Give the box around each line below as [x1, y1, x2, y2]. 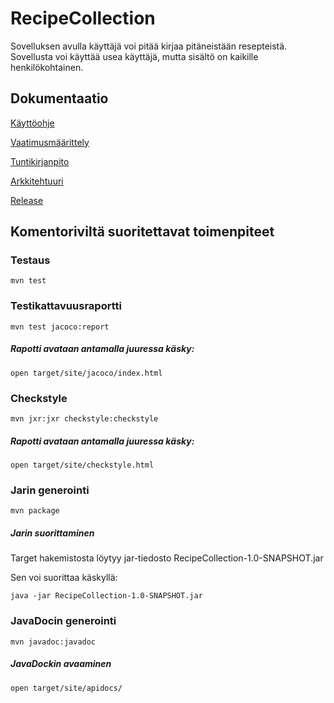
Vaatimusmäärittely [10, 136, 90, 148]
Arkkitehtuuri [10, 175, 64, 187]
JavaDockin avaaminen [10, 658, 112, 670]
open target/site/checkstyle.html [10, 460, 155, 470]
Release [10, 194, 44, 206]
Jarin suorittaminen [10, 527, 95, 539]
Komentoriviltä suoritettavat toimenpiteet [10, 223, 275, 241]
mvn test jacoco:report [10, 322, 110, 332]
